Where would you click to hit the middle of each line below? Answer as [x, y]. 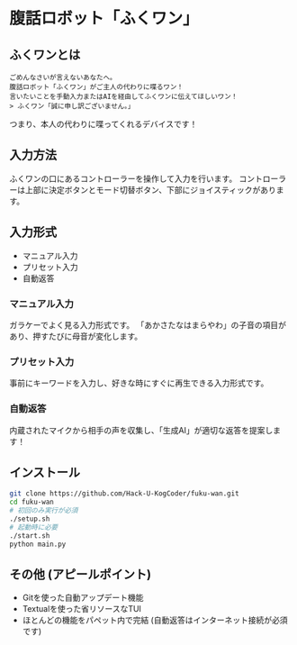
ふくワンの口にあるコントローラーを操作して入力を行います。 [123, 178]
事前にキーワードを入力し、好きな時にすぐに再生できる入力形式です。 [139, 383]
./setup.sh [30, 519]
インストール [45, 472]
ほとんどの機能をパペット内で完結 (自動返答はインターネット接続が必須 [155, 620]
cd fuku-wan [31, 502]
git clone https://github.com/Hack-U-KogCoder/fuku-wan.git [125, 494]
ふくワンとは [45, 55]
